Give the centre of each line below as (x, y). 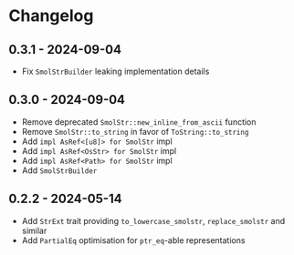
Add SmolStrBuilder (59, 170)
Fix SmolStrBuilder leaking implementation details (115, 71)
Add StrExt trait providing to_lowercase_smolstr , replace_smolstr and (153, 220)
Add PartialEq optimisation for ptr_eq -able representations (133, 240)
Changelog (51, 16)
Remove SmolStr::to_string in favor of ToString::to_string (135, 131)
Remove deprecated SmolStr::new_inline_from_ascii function (139, 122)
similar (34, 230)
